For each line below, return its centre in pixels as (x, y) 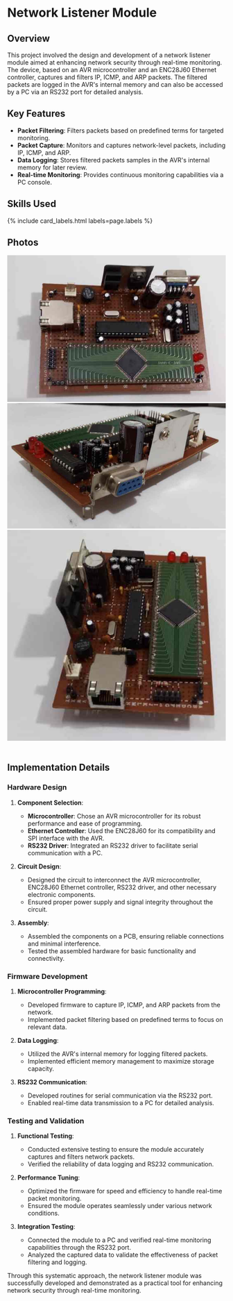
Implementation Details (59, 767)
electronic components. (61, 894)
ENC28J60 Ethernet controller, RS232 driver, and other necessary (122, 887)
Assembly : (33, 923)
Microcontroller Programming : (62, 991)
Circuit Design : (39, 866)
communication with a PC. (65, 853)
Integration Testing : (46, 1227)
